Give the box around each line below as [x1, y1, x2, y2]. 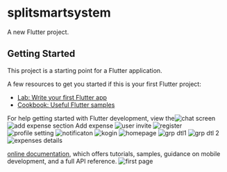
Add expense [75, 121, 113, 130]
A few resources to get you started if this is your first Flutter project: [7, 80, 201, 88]
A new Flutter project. [7, 28, 69, 36]
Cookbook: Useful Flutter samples [17, 101, 115, 109]
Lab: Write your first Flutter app [17, 93, 108, 101]
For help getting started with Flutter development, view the [7, 114, 175, 122]
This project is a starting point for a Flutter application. [7, 66, 162, 74]
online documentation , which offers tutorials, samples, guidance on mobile [7, 149, 221, 157]
